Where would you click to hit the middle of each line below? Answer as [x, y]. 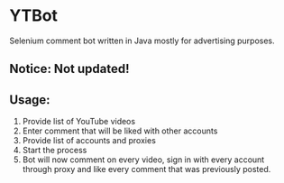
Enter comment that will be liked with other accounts [120, 131]
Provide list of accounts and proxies [89, 141]
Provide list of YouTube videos [79, 122]
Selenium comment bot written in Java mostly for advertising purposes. [142, 41]
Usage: [30, 100]
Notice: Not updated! [69, 69]
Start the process [55, 151]
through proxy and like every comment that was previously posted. [147, 169]
